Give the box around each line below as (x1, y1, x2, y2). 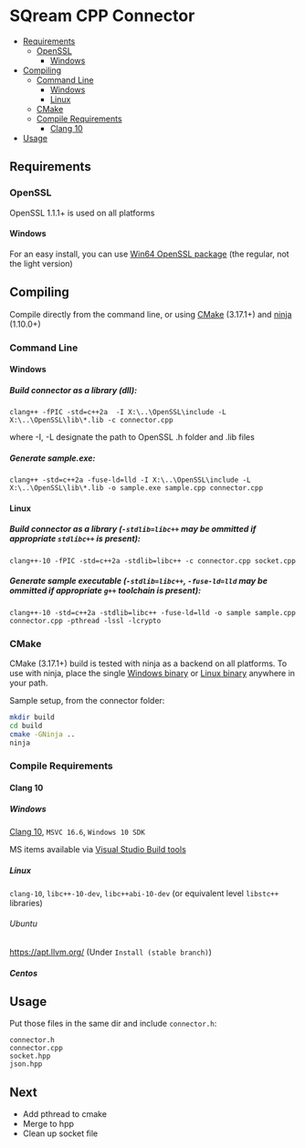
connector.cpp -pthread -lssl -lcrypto (9, 616, 162, 625)
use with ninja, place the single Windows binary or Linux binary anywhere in (9, 667, 295, 678)
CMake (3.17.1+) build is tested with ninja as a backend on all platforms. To (9, 658, 288, 669)
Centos (9, 967, 38, 978)
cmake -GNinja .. (9, 729, 76, 739)
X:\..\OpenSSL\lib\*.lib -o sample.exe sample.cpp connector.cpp (9, 484, 263, 493)
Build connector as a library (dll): (9, 384, 138, 395)
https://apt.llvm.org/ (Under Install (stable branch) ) (9, 946, 213, 958)
